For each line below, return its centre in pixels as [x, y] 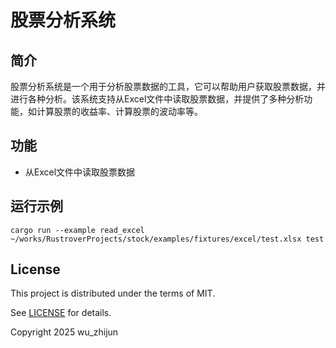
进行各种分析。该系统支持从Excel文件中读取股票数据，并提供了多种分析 [157, 99]
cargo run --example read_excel [77, 230]
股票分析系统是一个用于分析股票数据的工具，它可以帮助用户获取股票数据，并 [168, 86]
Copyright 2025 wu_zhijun [64, 332]
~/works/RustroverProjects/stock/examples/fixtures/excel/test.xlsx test [167, 239]
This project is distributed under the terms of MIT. [113, 293]
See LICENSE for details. [61, 313]
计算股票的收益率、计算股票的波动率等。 [119, 111]
